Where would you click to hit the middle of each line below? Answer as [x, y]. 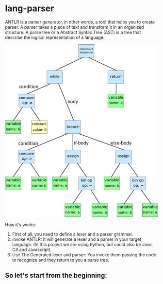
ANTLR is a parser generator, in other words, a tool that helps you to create [80, 22]
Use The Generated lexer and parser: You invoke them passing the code [84, 255]
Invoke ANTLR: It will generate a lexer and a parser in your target [77, 239]
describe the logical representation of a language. [55, 37]
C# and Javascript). [32, 250]
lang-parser [30, 9]
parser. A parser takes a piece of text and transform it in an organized [74, 27]
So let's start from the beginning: [56, 275]
